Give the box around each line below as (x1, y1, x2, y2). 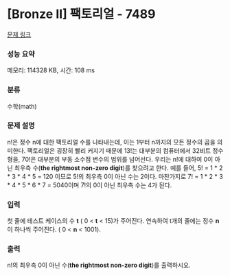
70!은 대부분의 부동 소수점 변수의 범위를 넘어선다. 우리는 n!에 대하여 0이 (21, 155, 214, 163)
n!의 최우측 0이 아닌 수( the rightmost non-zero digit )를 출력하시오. (7, 261, 191, 269)
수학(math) (7, 102, 37, 110)
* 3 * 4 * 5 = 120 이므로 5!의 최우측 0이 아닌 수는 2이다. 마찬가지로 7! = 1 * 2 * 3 (7, 172, 223, 180)
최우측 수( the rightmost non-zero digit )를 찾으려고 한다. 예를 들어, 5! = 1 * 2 (14, 163, 223, 172)
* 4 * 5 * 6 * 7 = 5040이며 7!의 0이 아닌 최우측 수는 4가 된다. (7, 180, 172, 189)
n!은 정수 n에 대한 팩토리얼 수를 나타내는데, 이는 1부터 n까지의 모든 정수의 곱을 (7, 138, 216, 146)
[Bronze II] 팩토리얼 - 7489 (7, 6, 156, 22)
